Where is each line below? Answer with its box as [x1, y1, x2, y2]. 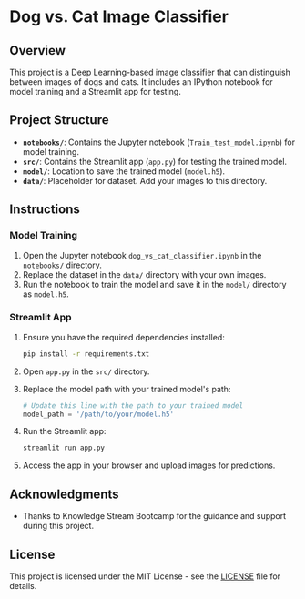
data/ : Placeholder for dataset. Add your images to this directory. [22, 175, 268, 186]
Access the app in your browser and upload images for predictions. [22, 460, 276, 471]
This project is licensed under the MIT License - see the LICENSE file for [9, 571, 280, 582]
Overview [9, 43, 66, 58]
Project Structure [9, 112, 109, 128]
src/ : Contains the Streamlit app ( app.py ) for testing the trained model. [22, 156, 288, 167]
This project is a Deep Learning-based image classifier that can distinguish [9, 66, 291, 77]
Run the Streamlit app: [22, 426, 107, 437]
